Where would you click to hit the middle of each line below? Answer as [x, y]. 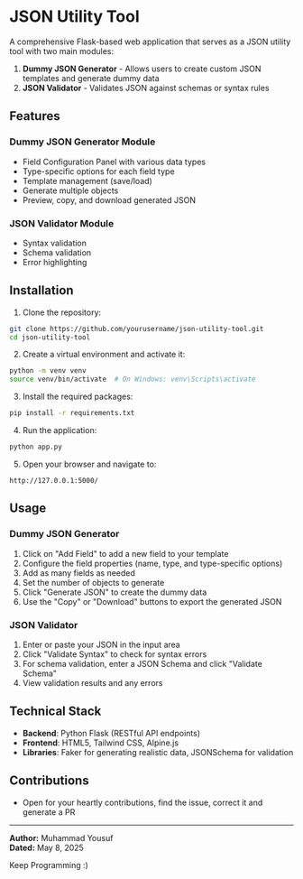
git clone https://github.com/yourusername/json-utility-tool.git [137, 328]
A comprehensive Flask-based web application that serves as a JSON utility [150, 42]
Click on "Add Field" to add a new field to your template [125, 553]
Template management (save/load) [87, 180]
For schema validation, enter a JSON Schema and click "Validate [142, 663]
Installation [41, 291]
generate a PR [49, 812]
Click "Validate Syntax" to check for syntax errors [115, 654]
